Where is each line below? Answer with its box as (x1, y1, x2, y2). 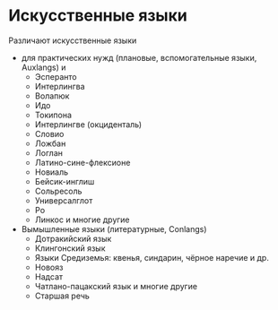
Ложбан (34, 138, 66, 149)
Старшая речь (34, 290, 91, 301)
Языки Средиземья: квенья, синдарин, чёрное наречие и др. (34, 252, 270, 263)
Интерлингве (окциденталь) (34, 118, 143, 130)
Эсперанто (34, 71, 77, 82)
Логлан (34, 147, 64, 158)
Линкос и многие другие (34, 214, 131, 225)
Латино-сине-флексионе (34, 157, 131, 168)
